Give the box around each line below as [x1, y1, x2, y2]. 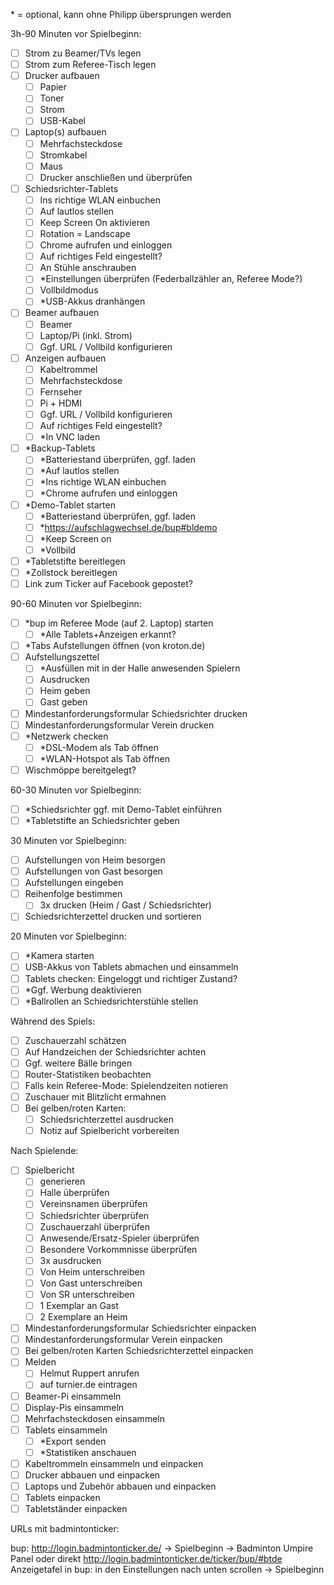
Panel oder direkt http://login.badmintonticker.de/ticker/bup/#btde [10, 1553, 283, 1565]
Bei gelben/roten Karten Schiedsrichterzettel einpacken [24, 1345, 254, 1357]
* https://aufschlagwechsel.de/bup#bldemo [39, 521, 218, 533]
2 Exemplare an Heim [39, 1311, 128, 1323]
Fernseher [39, 385, 83, 398]
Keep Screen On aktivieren [39, 216, 151, 228]
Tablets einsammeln [24, 1424, 108, 1436]
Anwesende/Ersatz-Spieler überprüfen [39, 1232, 200, 1244]
